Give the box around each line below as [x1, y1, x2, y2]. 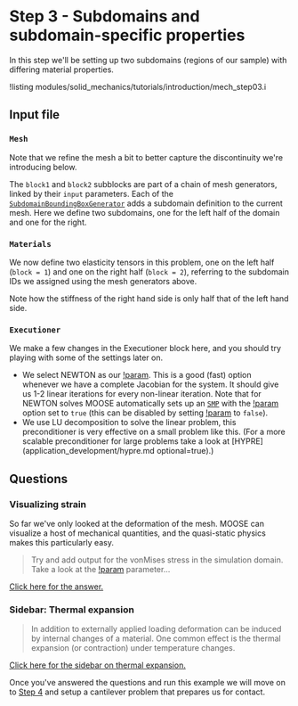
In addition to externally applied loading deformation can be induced [30, 624, 282, 635]
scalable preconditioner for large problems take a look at [21, 436, 230, 447]
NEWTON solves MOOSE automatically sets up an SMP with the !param [21, 398, 279, 409]
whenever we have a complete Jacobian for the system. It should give [21, 379, 279, 390]
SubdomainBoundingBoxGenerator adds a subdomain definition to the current [9, 198, 283, 209]
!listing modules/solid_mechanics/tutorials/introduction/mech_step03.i [9, 81, 267, 92]
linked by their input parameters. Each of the [9, 188, 173, 199]
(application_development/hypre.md [21, 446, 156, 456]
